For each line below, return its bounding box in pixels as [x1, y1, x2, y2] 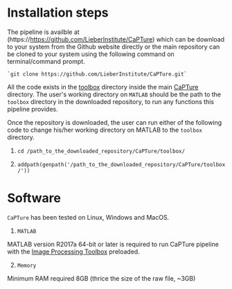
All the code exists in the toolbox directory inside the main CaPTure [7, 82, 199, 91]
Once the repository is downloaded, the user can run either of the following [7, 118, 222, 126]
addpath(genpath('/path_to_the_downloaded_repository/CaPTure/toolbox [17, 161, 226, 168]
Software [7, 191, 61, 206]
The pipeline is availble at [7, 28, 80, 36]
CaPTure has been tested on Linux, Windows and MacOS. [7, 213, 170, 221]
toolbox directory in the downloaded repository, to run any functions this [7, 97, 215, 105]
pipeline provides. [7, 105, 58, 113]
